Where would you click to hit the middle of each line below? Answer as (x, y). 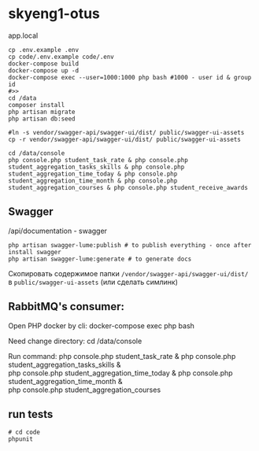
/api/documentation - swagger (58, 231)
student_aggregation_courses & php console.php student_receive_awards (128, 187)
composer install (37, 105)
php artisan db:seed (42, 119)
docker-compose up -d (44, 70)
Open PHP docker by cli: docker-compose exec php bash (102, 325)
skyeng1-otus (54, 14)
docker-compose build (44, 64)
